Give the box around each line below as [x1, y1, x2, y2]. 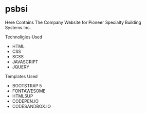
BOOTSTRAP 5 [12, 82, 42, 88]
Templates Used [5, 73, 38, 79]
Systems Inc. [5, 24, 31, 30]
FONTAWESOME [12, 88, 46, 94]
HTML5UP [12, 93, 33, 99]
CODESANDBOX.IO [12, 103, 51, 109]
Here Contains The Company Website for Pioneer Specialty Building [5, 19, 142, 25]
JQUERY [12, 64, 30, 70]
